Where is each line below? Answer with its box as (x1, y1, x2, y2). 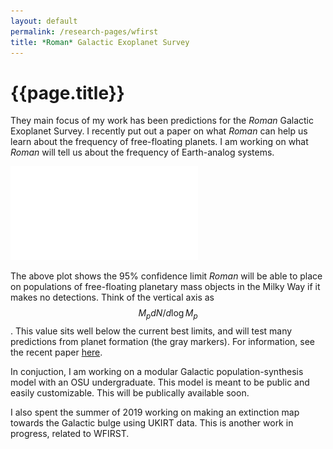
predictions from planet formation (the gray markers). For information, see (10, 336, 315, 348)
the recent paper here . (10, 346, 103, 359)
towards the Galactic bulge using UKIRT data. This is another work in (10, 417, 294, 429)
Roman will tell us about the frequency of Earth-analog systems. (10, 146, 275, 159)
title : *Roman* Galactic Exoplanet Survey (10, 37, 190, 47)
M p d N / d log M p (138, 307, 198, 322)
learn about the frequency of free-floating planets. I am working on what (10, 136, 309, 148)
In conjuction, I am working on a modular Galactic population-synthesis (10, 366, 304, 378)
